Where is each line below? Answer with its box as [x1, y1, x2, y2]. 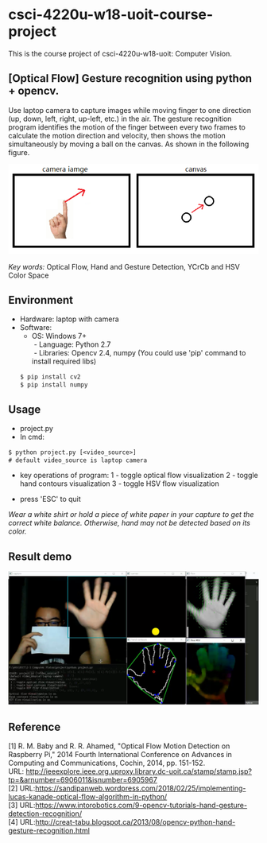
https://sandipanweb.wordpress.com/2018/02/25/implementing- [35, 783, 246, 793]
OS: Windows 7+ [31, 332, 87, 341]
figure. [8, 147, 30, 157]
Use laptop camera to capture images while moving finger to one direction [8, 105, 252, 115]
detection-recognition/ [8, 809, 82, 818]
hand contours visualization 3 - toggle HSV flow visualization [19, 479, 220, 488]
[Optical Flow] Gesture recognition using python [8, 72, 253, 85]
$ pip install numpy [19, 381, 88, 389]
